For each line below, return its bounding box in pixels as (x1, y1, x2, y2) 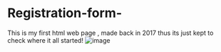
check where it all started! (7, 36, 84, 44)
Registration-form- (7, 5, 123, 21)
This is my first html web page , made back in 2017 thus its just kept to (7, 28, 214, 37)
